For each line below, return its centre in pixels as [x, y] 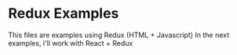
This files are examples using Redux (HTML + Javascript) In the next [119, 35]
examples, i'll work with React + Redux [71, 43]
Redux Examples [64, 14]
